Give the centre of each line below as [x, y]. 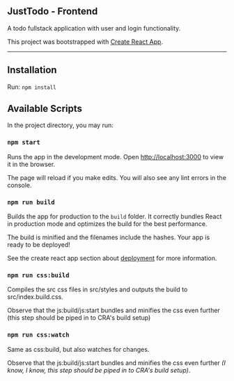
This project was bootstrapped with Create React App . [85, 42]
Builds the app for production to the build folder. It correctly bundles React [115, 217]
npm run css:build [38, 275]
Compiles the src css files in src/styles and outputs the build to [97, 290]
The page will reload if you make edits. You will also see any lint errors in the [117, 177]
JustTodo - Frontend [53, 11]
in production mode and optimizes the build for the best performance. [107, 224]
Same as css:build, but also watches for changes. [78, 349]
